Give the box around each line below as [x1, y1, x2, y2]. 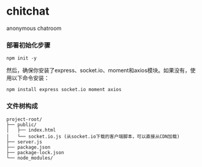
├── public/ [6, 121, 37, 128]
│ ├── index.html [6, 127, 56, 133]
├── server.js [6, 139, 43, 145]
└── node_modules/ [6, 155, 53, 161]
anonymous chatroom [6, 24, 62, 32]
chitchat [6, 4, 50, 18]
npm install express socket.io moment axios [6, 87, 122, 93]
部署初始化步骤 [6, 41, 51, 50]
